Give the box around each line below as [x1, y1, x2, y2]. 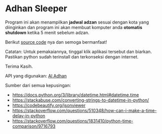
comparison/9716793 [12, 123, 56, 129]
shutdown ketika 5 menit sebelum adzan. [5, 29, 90, 35]
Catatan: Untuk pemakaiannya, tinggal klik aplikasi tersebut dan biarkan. [5, 49, 152, 54]
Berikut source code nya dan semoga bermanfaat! [5, 39, 107, 45]
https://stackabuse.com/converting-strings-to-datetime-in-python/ [12, 97, 149, 103]
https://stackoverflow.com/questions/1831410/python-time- [12, 118, 133, 124]
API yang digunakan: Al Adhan [5, 73, 67, 79]
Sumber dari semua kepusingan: [5, 82, 71, 88]
